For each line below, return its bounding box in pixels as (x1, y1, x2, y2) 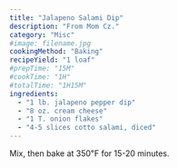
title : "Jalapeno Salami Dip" (9, 13, 124, 23)
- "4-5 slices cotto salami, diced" (17, 124, 156, 133)
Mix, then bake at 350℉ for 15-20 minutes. (9, 148, 170, 159)
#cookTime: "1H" (9, 73, 71, 82)
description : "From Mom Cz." (9, 22, 120, 31)
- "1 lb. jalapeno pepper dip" (17, 97, 136, 107)
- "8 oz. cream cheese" (17, 106, 107, 115)
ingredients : (9, 89, 59, 98)
